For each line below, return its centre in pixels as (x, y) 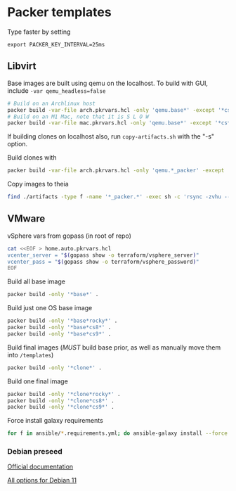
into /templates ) (31, 355)
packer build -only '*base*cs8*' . (59, 328)
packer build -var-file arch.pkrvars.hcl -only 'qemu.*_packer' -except (116, 171)
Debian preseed (35, 452)
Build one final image (38, 381)
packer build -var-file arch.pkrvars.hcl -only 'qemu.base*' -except (111, 110)
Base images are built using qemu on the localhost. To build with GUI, (108, 83)
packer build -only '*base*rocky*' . (63, 321)
